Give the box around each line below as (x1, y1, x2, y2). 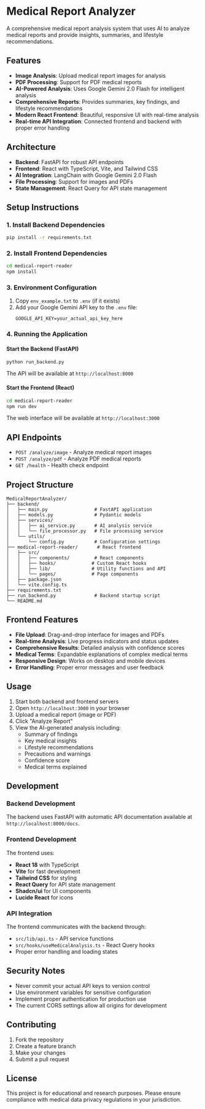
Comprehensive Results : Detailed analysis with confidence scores (15, 644, 185, 651)
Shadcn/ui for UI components (15, 887, 91, 894)
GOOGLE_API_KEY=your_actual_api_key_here (15, 315, 123, 322)
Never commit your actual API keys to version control (15, 982, 150, 989)
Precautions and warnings (24, 750, 91, 757)
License (6, 1073, 37, 1083)
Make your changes (15, 1049, 66, 1056)
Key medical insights (24, 736, 77, 744)
